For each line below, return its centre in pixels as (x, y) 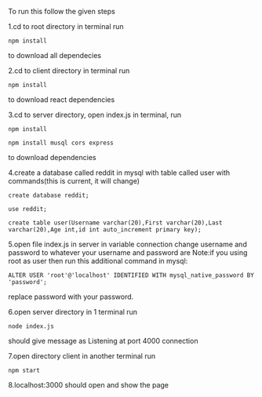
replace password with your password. (71, 297)
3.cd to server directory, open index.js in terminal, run (95, 115)
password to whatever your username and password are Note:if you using (128, 253)
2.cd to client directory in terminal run (69, 71)
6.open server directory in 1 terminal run (73, 312)
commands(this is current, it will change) (74, 181)
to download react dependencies (62, 100)
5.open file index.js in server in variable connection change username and (127, 244)
